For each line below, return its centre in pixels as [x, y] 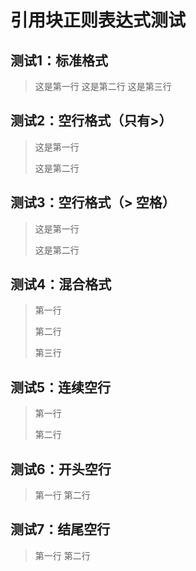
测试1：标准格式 [59, 60]
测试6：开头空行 [61, 469]
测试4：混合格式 [61, 284]
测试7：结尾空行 [60, 529]
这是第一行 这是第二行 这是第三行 [103, 86]
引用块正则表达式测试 [98, 20]
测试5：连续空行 [61, 387]
